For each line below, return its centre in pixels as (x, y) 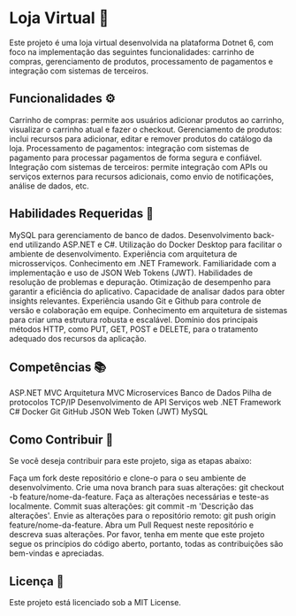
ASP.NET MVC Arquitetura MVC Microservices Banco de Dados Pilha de (140, 393)
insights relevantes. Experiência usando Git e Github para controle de (135, 301)
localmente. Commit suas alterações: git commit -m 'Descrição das (132, 506)
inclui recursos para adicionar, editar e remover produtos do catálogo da (141, 139)
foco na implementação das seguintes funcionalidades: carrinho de (132, 51)
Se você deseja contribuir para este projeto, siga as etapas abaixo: (130, 461)
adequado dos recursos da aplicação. (78, 338)
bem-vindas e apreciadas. (57, 553)
